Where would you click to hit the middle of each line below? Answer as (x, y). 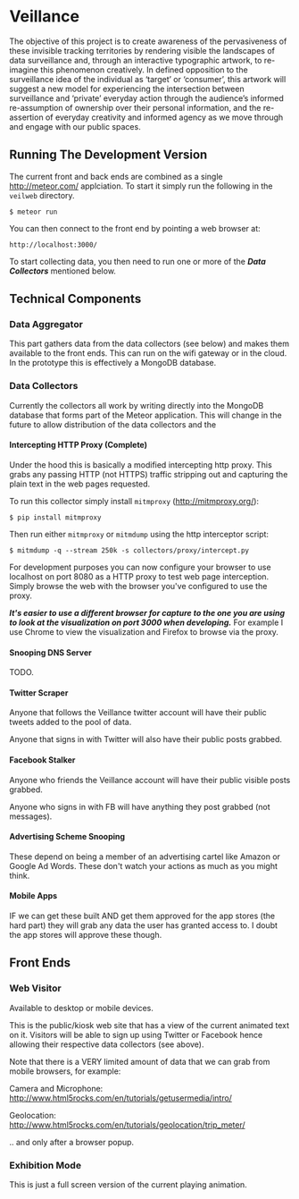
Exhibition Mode (46, 1165)
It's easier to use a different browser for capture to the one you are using (147, 612)
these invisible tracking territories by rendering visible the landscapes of (142, 50)
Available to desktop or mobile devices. (82, 1008)
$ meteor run (33, 212)
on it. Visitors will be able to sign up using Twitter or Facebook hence (136, 1034)
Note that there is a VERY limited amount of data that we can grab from (140, 1061)
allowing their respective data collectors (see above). (107, 1044)
